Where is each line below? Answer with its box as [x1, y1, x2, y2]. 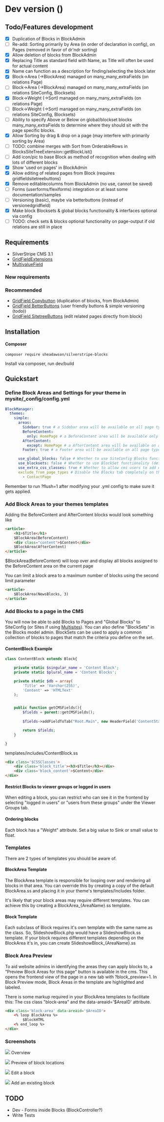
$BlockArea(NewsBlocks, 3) [14, 592, 69, 597]
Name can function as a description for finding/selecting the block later [12, 68, 156, 74]
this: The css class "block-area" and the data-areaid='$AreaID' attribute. [5, 999, 151, 1005]
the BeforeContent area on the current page [5, 563, 94, 569]
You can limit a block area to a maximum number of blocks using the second [5, 572, 159, 578]
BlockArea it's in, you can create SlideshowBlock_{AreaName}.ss [5, 940, 136, 946]
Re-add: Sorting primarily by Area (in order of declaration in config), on [12, 42, 155, 47]
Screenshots [5, 1038, 36, 1045]
